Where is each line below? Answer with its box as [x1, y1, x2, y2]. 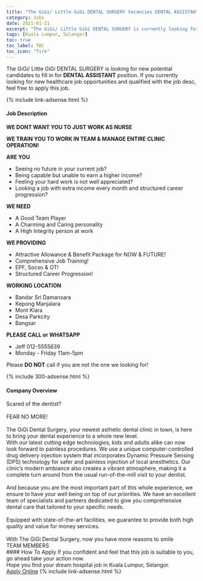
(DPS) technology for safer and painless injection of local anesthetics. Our [6, 458, 191, 466]
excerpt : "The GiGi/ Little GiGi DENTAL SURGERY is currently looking [6, 25, 188, 32]
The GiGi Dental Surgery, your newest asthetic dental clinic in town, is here [6, 426, 192, 434]
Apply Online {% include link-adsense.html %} [6, 568, 122, 575]
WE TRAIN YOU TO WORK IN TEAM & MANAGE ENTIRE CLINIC [6, 135, 166, 143]
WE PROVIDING [6, 239, 47, 246]
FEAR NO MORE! [6, 413, 48, 420]
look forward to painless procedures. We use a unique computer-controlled [6, 445, 194, 452]
